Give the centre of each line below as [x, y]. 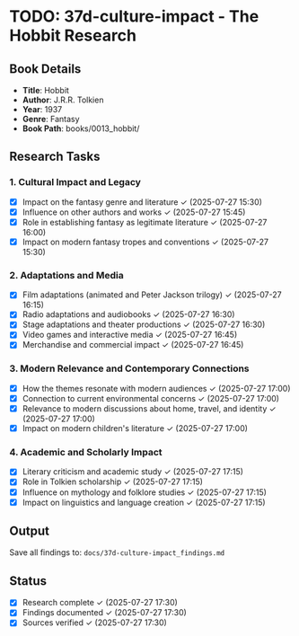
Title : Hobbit [46, 90]
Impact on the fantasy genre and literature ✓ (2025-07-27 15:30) [142, 202]
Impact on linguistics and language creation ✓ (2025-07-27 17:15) [144, 502]
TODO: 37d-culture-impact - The [134, 17]
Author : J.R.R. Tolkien [63, 100]
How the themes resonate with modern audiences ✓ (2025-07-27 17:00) [156, 388]
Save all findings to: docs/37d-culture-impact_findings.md [117, 552]
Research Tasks [55, 157]
